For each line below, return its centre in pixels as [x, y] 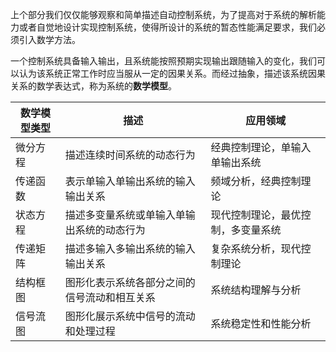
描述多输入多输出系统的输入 [130, 248]
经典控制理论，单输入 [261, 147]
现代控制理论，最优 [256, 215]
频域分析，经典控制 [256, 181]
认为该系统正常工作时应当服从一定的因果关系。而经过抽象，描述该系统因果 [172, 73]
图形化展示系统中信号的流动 [130, 316]
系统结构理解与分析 [256, 290]
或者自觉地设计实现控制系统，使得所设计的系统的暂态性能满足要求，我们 [167, 27]
